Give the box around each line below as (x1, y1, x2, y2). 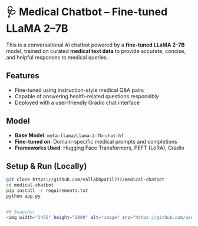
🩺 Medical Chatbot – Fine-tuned (6, 5, 168, 19)
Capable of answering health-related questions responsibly (14, 92, 159, 99)
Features (6, 71, 39, 81)
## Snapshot (6, 209, 35, 215)
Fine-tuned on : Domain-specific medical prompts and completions (14, 138, 178, 145)
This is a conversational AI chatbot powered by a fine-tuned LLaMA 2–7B (6, 41, 185, 48)
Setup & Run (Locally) (6, 161, 87, 171)
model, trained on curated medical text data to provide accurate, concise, (6, 47, 186, 54)
